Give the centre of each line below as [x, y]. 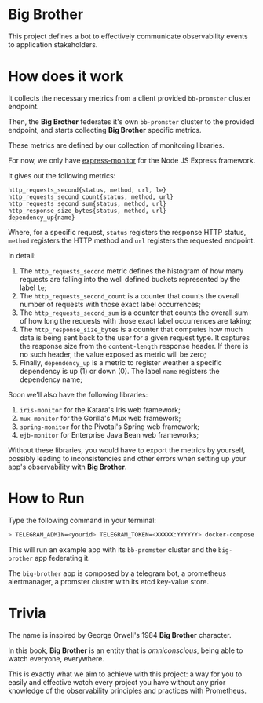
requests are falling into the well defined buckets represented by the [130, 279]
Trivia [27, 613]
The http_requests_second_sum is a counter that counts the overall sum [134, 313]
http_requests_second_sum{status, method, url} [88, 203]
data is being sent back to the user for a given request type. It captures [134, 337]
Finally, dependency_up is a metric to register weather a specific [121, 362]
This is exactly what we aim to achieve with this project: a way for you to [125, 674]
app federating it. [62, 558]
